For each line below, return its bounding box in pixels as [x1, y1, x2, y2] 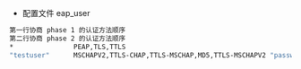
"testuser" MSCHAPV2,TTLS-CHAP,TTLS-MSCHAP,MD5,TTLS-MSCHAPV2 [9, 50, 267, 60]
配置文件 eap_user [21, 8, 90, 18]
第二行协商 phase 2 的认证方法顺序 [9, 34, 126, 43]
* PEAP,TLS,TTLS [9, 42, 126, 51]
